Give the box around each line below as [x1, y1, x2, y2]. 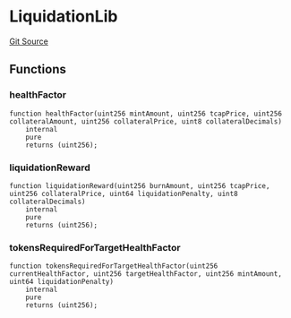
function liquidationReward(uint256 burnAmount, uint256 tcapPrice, [9, 181, 270, 190]
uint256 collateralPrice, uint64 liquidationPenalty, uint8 [9, 189, 239, 198]
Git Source [9, 36, 49, 47]
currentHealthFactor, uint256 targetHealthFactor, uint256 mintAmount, [9, 270, 282, 279]
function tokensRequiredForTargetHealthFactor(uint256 [9, 262, 218, 271]
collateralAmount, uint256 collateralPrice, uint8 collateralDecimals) [9, 116, 282, 126]
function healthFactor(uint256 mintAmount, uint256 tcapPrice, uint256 [9, 109, 282, 118]
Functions [9, 62, 67, 77]
